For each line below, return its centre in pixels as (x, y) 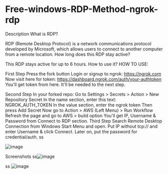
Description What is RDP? (32, 34)
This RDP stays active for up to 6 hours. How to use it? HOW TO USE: (77, 64)
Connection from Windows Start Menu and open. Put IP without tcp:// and (81, 126)
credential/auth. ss (25, 137)
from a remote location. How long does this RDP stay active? (68, 54)
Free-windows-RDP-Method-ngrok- (82, 9)
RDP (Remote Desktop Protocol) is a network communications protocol (78, 43)
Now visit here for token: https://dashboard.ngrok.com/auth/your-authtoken (83, 79)
